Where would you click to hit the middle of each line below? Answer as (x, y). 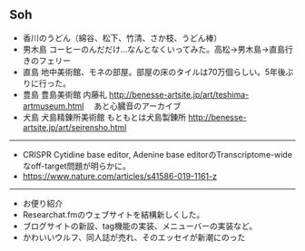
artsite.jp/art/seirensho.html (74, 127)
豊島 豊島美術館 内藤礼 (64, 94)
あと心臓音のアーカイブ (138, 106)
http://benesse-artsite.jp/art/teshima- (179, 94)
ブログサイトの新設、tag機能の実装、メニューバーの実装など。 (140, 226)
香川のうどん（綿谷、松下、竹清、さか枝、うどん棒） (122, 38)
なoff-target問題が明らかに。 (76, 166)
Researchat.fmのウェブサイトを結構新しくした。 (113, 214)
